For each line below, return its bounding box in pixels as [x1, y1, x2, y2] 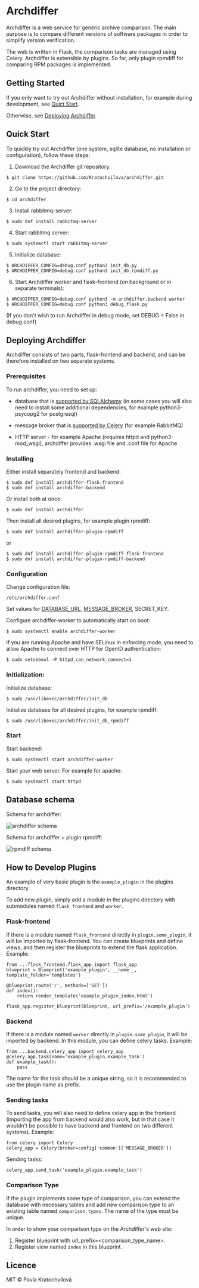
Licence [6, 1261, 37, 1271]
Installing [6, 455, 34, 463]
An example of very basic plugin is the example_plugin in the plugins [6, 878, 174, 885]
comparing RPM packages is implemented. [6, 61, 111, 68]
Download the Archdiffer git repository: [14, 163, 111, 170]
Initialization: [6, 671, 45, 679]
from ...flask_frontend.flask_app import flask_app [6, 962, 137, 968]
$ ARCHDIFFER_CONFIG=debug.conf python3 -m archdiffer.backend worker [6, 296, 185, 302]
